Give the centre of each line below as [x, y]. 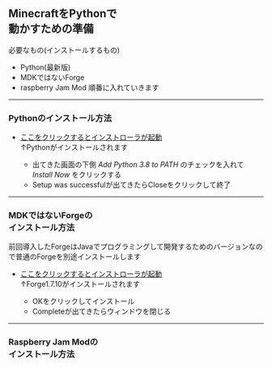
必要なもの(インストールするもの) [64, 49]
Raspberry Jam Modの [53, 342]
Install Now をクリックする [76, 175]
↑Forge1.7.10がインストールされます [80, 284]
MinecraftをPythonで [63, 14]
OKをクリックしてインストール [83, 301]
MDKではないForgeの [51, 216]
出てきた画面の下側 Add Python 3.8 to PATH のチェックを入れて [138, 164]
